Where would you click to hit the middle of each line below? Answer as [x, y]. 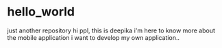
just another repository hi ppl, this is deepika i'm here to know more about [111, 30]
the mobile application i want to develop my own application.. [94, 37]
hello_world [41, 12]
